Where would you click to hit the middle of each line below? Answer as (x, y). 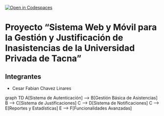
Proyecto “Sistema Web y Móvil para (81, 27)
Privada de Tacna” (43, 58)
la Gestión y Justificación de (64, 38)
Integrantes (23, 77)
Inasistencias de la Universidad (70, 48)
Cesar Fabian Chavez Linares (42, 88)
